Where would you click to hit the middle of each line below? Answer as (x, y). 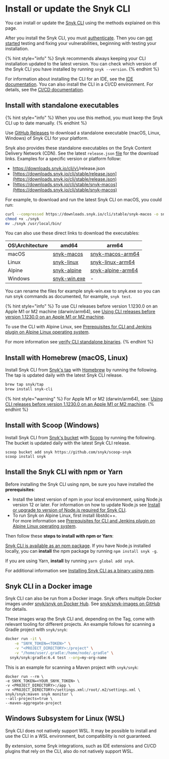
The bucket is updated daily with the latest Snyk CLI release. (68, 443)
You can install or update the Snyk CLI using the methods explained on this (83, 23)
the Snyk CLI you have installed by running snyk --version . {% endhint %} (82, 69)
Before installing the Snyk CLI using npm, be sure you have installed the (79, 484)
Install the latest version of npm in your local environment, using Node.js (87, 499)
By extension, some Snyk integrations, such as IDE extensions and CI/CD (81, 746)
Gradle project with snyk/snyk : (36, 630)
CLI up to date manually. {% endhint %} (46, 123)
